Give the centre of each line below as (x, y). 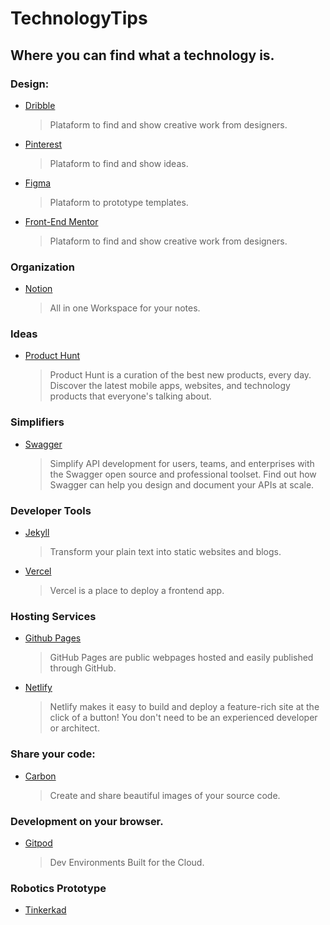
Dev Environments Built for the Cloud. (127, 862)
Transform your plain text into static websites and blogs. (165, 552)
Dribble (40, 105)
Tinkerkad (45, 910)
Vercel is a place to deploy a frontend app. (137, 591)
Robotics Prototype (58, 888)
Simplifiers (37, 422)
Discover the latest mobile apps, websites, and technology (170, 386)
